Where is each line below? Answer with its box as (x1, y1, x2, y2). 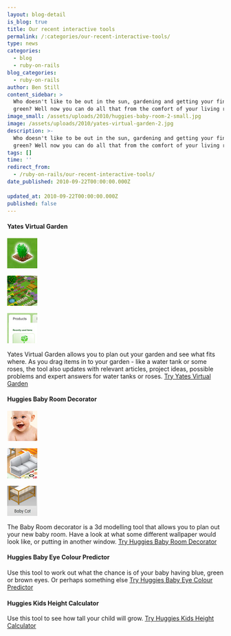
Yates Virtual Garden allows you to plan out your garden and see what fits (7, 350, 215, 358)
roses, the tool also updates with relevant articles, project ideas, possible (7, 365, 214, 373)
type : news (7, 40, 38, 48)
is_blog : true (7, 18, 48, 25)
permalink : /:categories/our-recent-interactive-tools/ (7, 33, 170, 40)
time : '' (7, 156, 32, 163)
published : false (7, 200, 57, 207)
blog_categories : (7, 69, 57, 76)
